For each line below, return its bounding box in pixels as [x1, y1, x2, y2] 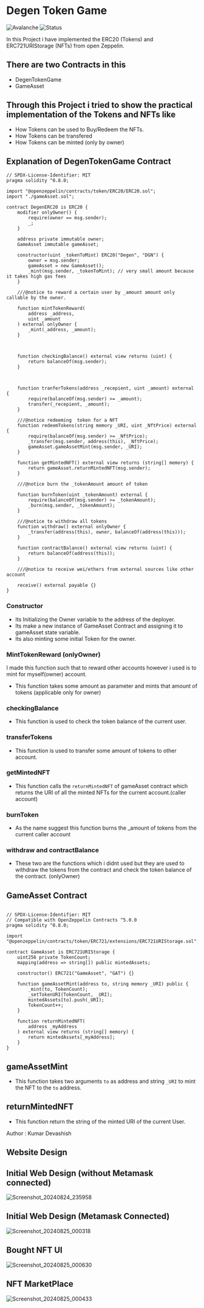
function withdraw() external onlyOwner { [17, 524, 126, 530]
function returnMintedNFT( [17, 1018, 86, 1024]
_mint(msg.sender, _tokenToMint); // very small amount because [28, 268, 194, 275]
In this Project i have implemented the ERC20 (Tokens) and [6, 35, 154, 43]
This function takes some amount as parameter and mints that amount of [15, 682, 198, 690]
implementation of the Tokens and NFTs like [6, 110, 176, 120]
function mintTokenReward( [17, 306, 86, 312]
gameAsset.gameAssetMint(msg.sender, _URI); [28, 444, 143, 450]
